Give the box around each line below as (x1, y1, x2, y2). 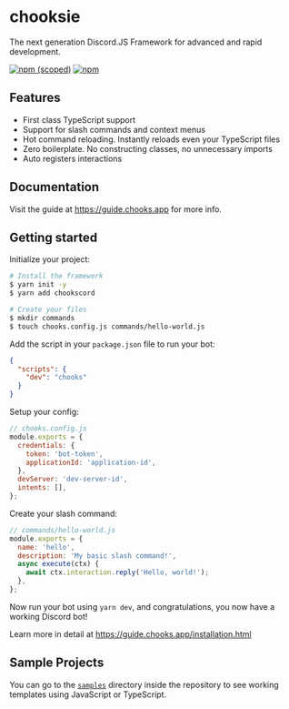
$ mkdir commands (9, 313, 75, 322)
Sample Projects (9, 655, 105, 671)
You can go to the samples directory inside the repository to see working (9, 679, 279, 690)
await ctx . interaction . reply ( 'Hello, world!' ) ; (25, 568, 209, 577)
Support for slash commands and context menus (22, 124, 206, 135)
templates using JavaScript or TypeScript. (9, 689, 166, 700)
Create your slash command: (9, 508, 118, 519)
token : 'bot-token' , (25, 449, 104, 459)
